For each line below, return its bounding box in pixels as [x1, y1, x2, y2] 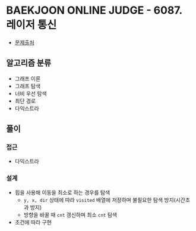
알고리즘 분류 [6, 58, 52, 68]
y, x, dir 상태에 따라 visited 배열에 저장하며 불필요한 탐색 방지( [23, 196, 176, 203]
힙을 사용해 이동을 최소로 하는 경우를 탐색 [14, 189, 110, 196]
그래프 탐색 [14, 82, 41, 89]
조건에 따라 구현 [14, 218, 52, 226]
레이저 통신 [6, 18, 57, 32]
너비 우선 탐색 [14, 90, 47, 97]
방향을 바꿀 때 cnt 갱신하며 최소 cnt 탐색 [23, 211, 118, 218]
